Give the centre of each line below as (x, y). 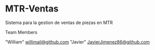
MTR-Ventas (32, 9)
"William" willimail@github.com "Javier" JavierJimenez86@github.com (77, 42)
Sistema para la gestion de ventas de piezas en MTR (59, 22)
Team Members (21, 32)
